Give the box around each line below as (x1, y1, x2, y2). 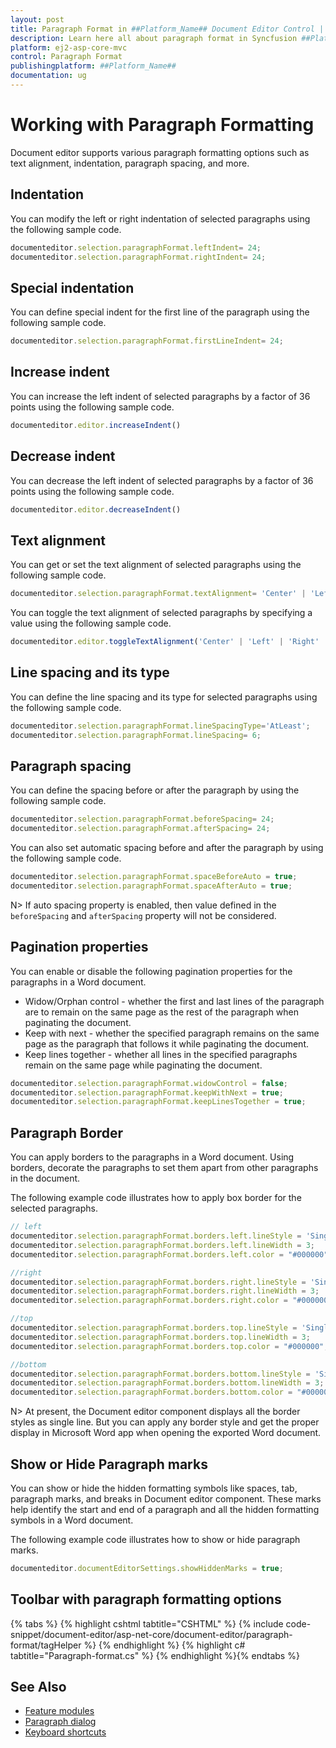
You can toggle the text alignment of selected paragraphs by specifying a (10, 607, 313, 619)
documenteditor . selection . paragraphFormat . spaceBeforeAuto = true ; (10, 872, 298, 882)
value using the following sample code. (10, 617, 172, 630)
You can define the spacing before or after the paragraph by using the (10, 784, 300, 796)
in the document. (10, 1172, 81, 1185)
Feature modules (24, 1705, 95, 1717)
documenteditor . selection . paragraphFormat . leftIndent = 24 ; (10, 242, 262, 253)
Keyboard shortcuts (24, 1726, 107, 1738)
